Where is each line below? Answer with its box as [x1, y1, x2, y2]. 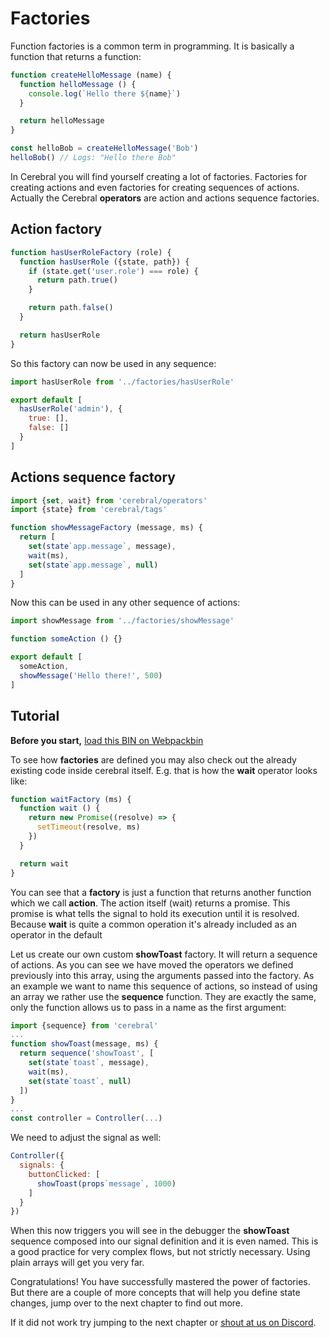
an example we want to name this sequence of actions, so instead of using [10, 980, 318, 992]
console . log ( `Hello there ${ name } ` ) [28, 88, 182, 99]
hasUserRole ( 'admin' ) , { [19, 404, 123, 414]
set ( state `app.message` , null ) [28, 560, 159, 570]
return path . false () [28, 303, 114, 313]
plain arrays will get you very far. [10, 1257, 145, 1269]
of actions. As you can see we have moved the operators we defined [10, 958, 294, 971]
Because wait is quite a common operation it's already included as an [10, 918, 297, 930]
